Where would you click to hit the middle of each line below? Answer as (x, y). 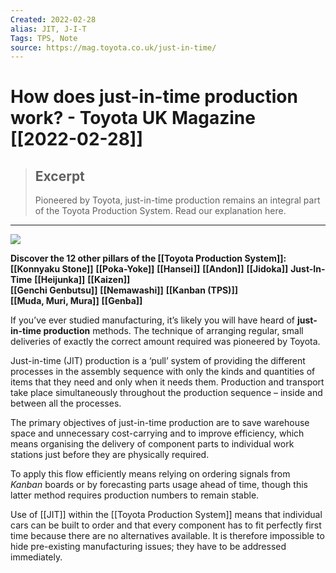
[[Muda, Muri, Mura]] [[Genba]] (76, 301)
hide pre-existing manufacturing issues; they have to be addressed (148, 547)
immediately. (36, 557)
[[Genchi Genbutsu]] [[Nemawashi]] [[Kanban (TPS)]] (124, 290)
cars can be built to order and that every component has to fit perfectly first (166, 525)
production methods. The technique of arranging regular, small (173, 331)
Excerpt (59, 176)
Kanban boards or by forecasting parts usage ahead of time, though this (159, 485)
